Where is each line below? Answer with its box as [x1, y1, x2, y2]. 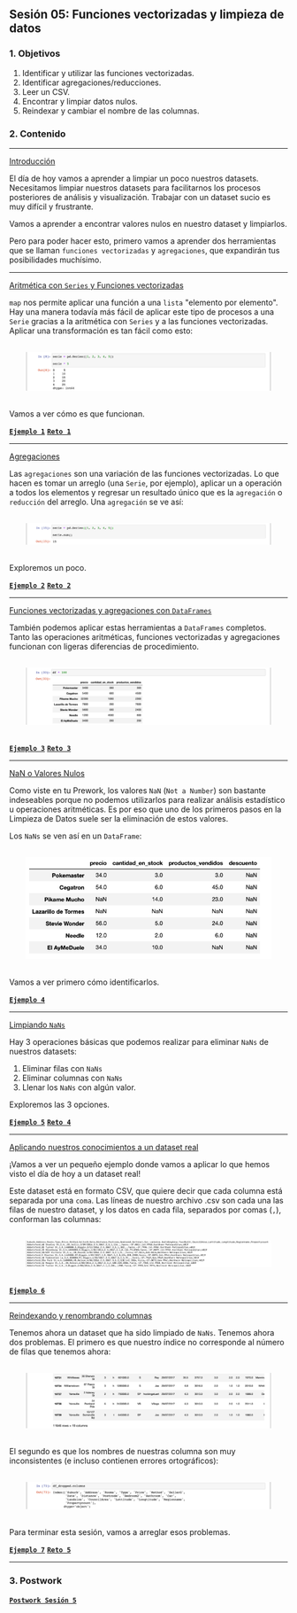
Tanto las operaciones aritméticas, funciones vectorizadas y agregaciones [9, 632, 280, 643]
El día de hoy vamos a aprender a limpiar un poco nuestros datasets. [9, 173, 259, 183]
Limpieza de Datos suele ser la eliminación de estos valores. [9, 814, 229, 824]
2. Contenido [9, 128, 66, 140]
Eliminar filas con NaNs [21, 1063, 103, 1073]
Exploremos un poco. [9, 563, 87, 573]
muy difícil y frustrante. [9, 201, 95, 212]
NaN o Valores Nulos [9, 768, 86, 779]
